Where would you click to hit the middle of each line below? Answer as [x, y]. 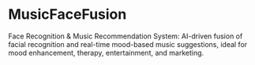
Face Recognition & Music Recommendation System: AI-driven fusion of [126, 36]
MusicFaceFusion [67, 14]
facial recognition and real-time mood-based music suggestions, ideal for [128, 44]
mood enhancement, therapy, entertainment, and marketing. [106, 52]
